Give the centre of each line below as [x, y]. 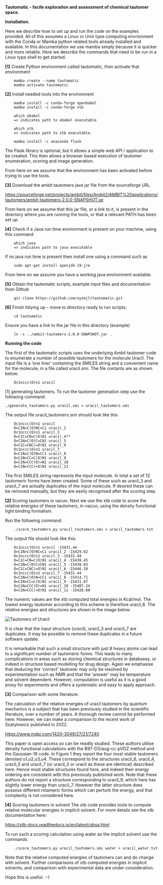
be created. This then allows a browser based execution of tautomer [73, 156]
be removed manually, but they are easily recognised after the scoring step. [81, 491]
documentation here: [26, 815]
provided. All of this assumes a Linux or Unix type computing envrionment [79, 36]
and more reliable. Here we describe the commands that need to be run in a [81, 52]
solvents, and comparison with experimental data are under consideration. [80, 868]
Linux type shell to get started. [36, 57]
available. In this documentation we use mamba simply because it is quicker [81, 47]
